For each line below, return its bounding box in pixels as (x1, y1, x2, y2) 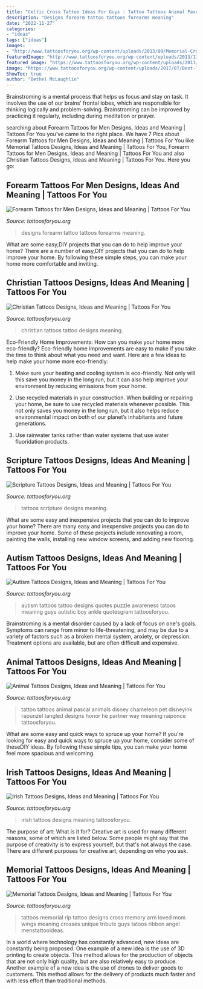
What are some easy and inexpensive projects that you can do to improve (6, 516, 190, 524)
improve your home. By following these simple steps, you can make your (6, 254, 187, 261)
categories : (6, 25, 36, 32)
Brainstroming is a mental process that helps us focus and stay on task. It (6, 93, 188, 100)
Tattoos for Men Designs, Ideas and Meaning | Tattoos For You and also (6, 149, 185, 157)
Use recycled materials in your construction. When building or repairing (14, 394, 193, 401)
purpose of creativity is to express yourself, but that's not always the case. (6, 841, 192, 848)
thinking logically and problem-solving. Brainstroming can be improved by (6, 106, 190, 113)
